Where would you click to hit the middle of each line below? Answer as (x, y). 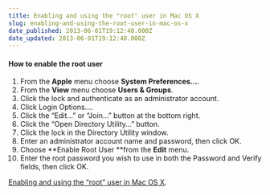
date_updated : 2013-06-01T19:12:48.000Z (77, 38)
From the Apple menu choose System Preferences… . (110, 82)
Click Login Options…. (57, 107)
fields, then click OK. (54, 167)
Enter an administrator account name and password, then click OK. (131, 141)
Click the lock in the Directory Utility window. (94, 132)
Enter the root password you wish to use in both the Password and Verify (141, 158)
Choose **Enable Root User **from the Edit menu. (104, 150)
